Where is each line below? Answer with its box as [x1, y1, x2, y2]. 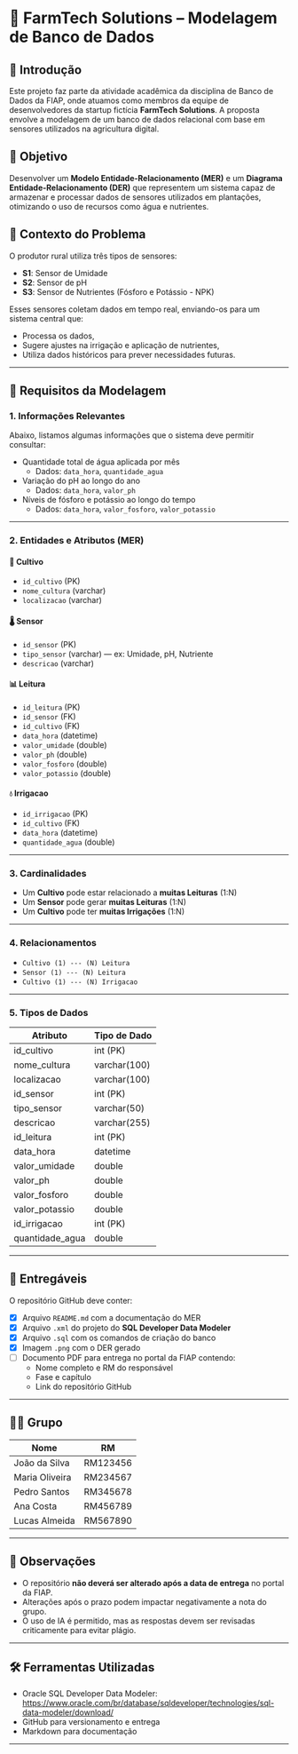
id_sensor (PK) [21, 639, 77, 649]
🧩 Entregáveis [9, 1272, 88, 1287]
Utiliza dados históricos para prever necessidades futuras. [21, 349, 236, 360]
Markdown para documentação [21, 1726, 137, 1736]
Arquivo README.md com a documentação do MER [21, 1312, 201, 1322]
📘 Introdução [9, 62, 82, 77]
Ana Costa [13, 1500, 58, 1512]
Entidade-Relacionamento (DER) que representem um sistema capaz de [9, 182, 276, 193]
